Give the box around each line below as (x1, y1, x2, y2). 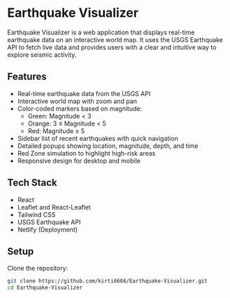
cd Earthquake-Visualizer (7, 284, 82, 292)
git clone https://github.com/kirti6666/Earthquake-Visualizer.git (7, 278, 208, 285)
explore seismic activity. (7, 50, 77, 59)
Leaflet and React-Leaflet (17, 203, 91, 211)
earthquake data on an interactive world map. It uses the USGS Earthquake (7, 35, 224, 43)
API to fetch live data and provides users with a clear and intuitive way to (7, 43, 217, 51)
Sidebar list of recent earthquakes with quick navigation (17, 134, 178, 142)
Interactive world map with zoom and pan (17, 97, 138, 105)
